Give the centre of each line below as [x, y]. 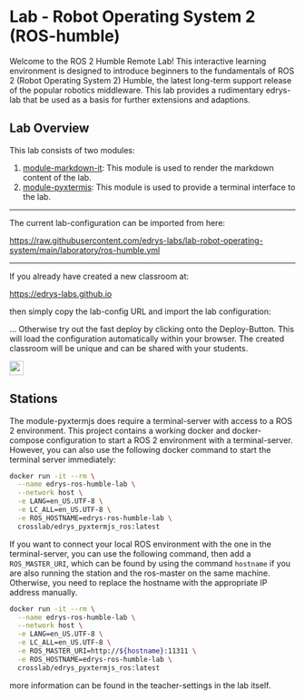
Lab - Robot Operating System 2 [133, 17]
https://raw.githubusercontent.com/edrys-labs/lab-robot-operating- [136, 240]
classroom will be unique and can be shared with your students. [129, 348]
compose [27, 440]
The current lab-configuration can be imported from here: [117, 222]
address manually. [44, 592]
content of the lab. [57, 177]
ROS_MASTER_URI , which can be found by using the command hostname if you [150, 563]
